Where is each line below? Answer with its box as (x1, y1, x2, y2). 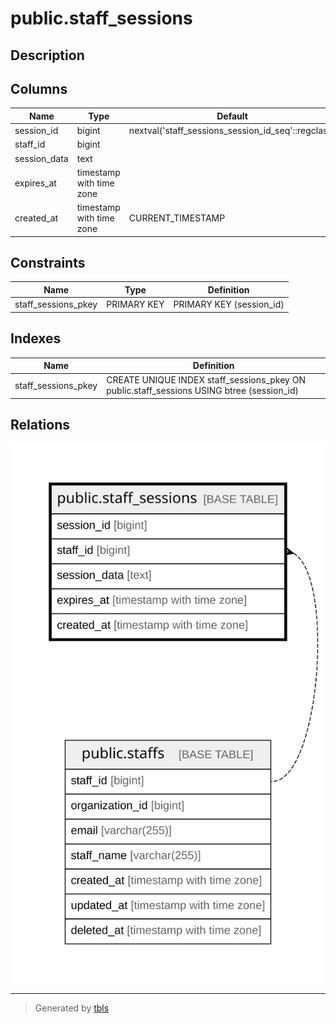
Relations (10, 417, 71, 434)
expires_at (14, 177, 57, 189)
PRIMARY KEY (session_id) (173, 298, 285, 311)
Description (10, 47, 85, 64)
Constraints (10, 255, 86, 272)
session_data (14, 152, 69, 164)
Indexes (10, 330, 62, 347)
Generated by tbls (34, 1002, 110, 1014)
